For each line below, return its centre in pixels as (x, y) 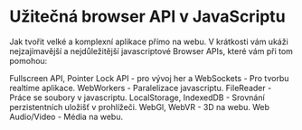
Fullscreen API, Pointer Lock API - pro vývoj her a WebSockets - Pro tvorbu (149, 78)
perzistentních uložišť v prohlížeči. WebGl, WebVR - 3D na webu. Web (139, 107)
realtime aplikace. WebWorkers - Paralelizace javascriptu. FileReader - (141, 88)
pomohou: (28, 60)
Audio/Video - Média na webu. (66, 116)
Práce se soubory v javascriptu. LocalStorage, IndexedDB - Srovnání (137, 97)
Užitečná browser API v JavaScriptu (148, 17)
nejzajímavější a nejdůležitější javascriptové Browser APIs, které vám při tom (151, 51)
